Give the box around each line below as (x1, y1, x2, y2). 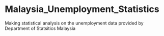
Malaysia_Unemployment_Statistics (5, 3, 159, 15)
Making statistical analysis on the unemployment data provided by (5, 20, 144, 26)
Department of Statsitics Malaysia (5, 25, 76, 31)
